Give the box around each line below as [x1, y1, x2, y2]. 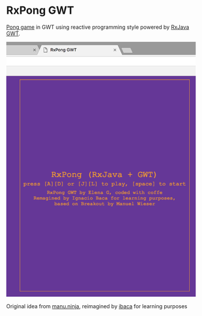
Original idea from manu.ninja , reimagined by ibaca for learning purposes [6, 302, 188, 309]
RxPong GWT [6, 4, 75, 17]
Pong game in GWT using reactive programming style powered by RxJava [6, 23, 189, 31]
